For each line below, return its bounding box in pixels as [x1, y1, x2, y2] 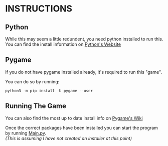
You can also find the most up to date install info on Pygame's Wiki [5, 115, 143, 121]
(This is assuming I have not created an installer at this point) [5, 135, 132, 141]
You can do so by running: [5, 78, 60, 85]
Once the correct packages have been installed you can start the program [5, 125, 158, 131]
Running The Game [5, 102, 67, 110]
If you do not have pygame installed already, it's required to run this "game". [5, 69, 162, 75]
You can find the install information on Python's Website [5, 41, 121, 47]
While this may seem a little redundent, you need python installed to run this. [5, 36, 163, 42]
